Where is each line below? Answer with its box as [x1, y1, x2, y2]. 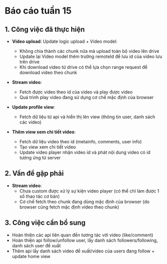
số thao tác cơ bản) [19, 193, 60, 199]
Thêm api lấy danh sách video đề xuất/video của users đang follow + [12, 248, 155, 254]
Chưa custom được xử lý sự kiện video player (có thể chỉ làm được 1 [19, 188, 159, 194]
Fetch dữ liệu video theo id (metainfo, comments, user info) [19, 139, 142, 144]
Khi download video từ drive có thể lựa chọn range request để [19, 64, 147, 70]
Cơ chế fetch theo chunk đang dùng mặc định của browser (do [19, 199, 150, 205]
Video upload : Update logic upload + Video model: [12, 38, 118, 44]
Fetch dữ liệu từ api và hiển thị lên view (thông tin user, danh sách [19, 114, 155, 120]
